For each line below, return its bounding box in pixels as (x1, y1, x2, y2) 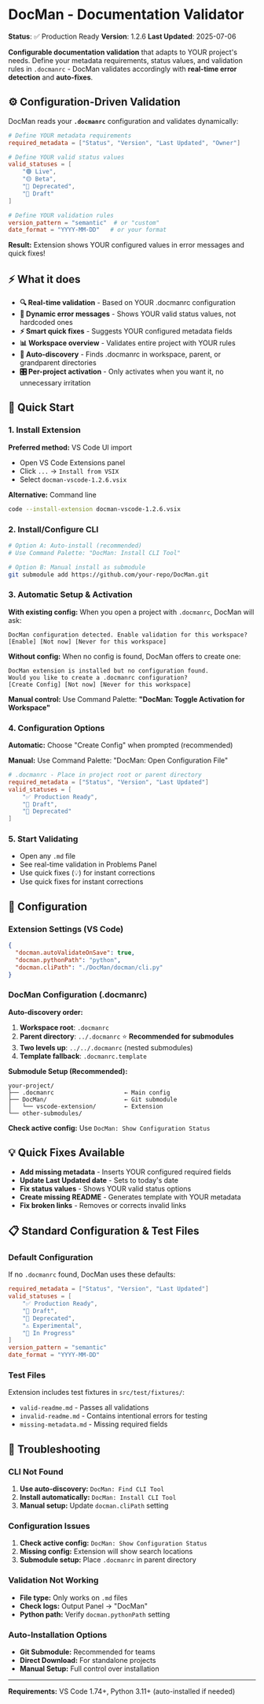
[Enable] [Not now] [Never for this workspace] (8, 637, 167, 646)
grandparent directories (19, 358, 97, 367)
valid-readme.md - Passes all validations (19, 1403, 149, 1412)
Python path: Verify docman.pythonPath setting (19, 1609, 170, 1619)
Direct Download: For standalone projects (19, 1655, 156, 1665)
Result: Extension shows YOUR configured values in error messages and (8, 240, 245, 250)
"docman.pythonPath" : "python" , (15, 956, 122, 964)
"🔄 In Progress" (22, 1329, 76, 1337)
